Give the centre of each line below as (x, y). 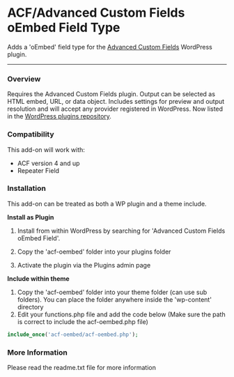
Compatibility (31, 134)
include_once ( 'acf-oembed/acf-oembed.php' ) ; (73, 334)
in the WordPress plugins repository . (59, 116)
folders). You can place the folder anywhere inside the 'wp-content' (115, 299)
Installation (27, 188)
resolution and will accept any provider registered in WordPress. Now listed (115, 109)
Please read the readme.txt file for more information (82, 368)
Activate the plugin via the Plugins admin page (84, 265)
